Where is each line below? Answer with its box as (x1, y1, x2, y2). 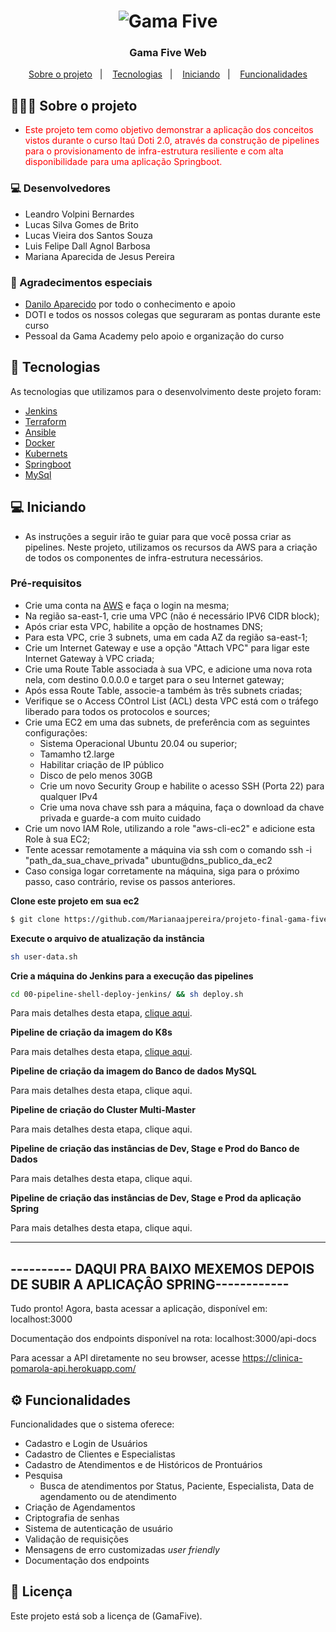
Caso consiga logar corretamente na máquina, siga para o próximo (24, 865, 300, 877)
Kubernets (24, 447, 68, 459)
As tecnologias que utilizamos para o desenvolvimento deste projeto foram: (10, 385, 322, 397)
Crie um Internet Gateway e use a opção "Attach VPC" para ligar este (24, 641, 310, 654)
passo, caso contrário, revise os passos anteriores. (24, 875, 236, 887)
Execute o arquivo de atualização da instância (10, 932, 205, 944)
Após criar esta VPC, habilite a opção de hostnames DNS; (24, 620, 263, 632)
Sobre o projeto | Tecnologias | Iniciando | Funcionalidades (28, 68, 308, 80)
